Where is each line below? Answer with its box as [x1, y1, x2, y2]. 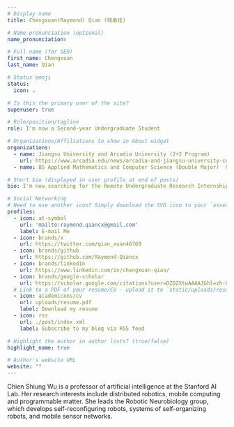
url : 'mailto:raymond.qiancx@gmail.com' [19, 221, 139, 228]
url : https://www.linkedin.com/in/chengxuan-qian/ [19, 267, 170, 274]
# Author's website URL [7, 357, 77, 364]
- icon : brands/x [13, 234, 64, 241]
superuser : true [7, 106, 54, 113]
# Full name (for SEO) [7, 48, 73, 56]
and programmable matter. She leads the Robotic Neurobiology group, [7, 397, 209, 405]
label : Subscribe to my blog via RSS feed [19, 325, 145, 332]
